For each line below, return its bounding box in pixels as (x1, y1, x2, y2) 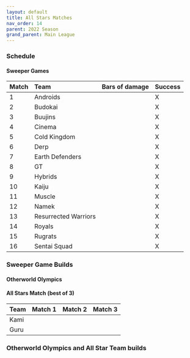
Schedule (6, 52, 35, 61)
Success (155, 83, 181, 91)
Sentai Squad (34, 242, 73, 251)
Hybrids (34, 173, 57, 181)
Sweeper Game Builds (6, 261, 73, 269)
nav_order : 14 (6, 20, 43, 26)
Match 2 (62, 305, 87, 313)
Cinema (34, 123, 57, 132)
